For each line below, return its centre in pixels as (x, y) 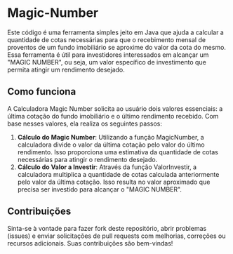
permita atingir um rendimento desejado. (66, 69)
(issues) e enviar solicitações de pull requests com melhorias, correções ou (116, 236)
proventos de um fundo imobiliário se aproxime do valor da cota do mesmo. (117, 47)
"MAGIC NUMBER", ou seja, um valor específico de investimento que (107, 62)
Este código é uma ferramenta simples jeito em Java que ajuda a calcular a (116, 32)
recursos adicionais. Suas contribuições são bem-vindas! (90, 243)
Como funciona (42, 92)
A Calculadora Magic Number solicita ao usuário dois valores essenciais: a (115, 108)
